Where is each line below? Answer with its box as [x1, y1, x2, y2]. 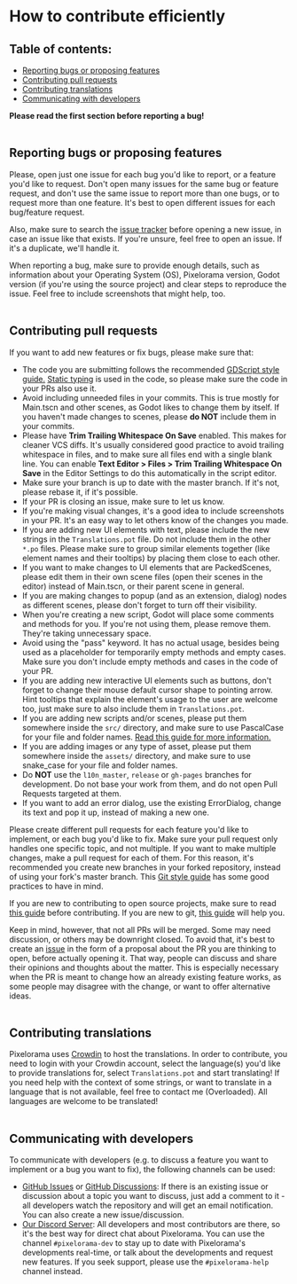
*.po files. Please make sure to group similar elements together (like [21, 543, 270, 553]
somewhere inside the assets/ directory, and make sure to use [21, 750, 251, 761]
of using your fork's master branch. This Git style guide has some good [9, 871, 270, 881]
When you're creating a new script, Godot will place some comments [21, 609, 275, 620]
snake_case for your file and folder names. [21, 760, 178, 771]
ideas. [9, 990, 32, 1001]
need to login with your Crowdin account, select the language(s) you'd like [9, 1058, 281, 1069]
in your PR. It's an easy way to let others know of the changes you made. [21, 514, 289, 525]
